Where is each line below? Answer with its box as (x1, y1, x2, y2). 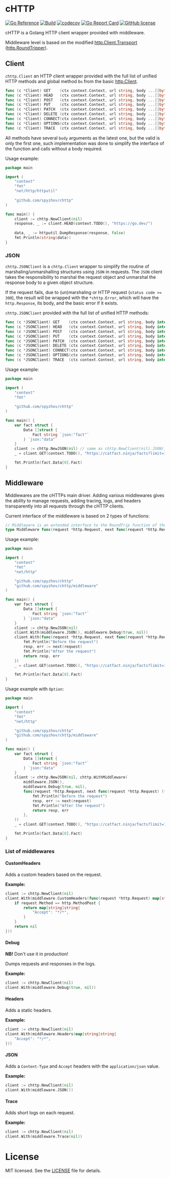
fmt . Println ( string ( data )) (14, 235, 71, 240)
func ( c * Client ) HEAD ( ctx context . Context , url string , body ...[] (5, 93, 159, 98)
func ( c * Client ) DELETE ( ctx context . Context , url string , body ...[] (5, 112, 159, 117)
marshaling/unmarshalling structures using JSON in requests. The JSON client (5, 269, 163, 275)
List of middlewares (5, 848, 55, 855)
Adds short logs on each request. (5, 1109, 75, 1116)
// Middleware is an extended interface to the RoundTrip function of (5, 522, 157, 528)
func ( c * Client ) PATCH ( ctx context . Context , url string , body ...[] (5, 107, 159, 112)
